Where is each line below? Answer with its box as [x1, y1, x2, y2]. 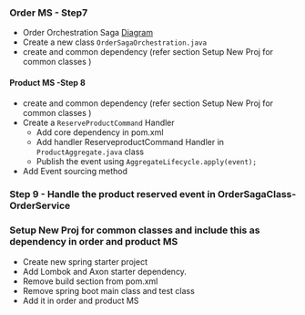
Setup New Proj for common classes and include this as [9, 224, 260, 236]
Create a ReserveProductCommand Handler [22, 117, 175, 128]
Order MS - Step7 [9, 6, 88, 19]
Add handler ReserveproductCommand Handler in [36, 136, 225, 147]
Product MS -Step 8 [9, 77, 86, 88]
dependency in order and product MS [9, 236, 178, 248]
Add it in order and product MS [22, 295, 139, 306]
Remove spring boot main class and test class [22, 285, 196, 296]
